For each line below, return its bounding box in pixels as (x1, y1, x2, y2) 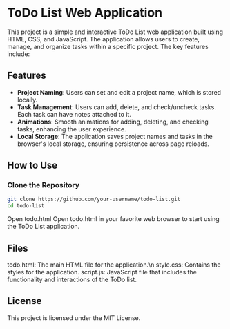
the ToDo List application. (7, 223, 80, 231)
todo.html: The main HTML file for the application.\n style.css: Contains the (7, 261, 221, 269)
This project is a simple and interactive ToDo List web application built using (7, 28, 223, 36)
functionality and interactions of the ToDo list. (7, 275, 137, 283)
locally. (17, 95, 38, 104)
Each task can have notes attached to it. (17, 110, 131, 118)
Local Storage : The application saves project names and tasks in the (17, 132, 213, 140)
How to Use (7, 160, 58, 171)
